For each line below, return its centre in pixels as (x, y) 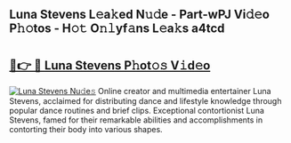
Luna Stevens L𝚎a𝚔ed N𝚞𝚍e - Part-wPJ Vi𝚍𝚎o (139, 15)
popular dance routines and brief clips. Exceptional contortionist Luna (137, 111)
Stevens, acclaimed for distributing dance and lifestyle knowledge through (145, 101)
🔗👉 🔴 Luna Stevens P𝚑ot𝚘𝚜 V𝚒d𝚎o (110, 65)
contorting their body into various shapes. (86, 129)
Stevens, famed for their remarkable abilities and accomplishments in (136, 120)
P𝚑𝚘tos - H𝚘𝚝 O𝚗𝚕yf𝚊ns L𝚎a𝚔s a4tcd (117, 29)
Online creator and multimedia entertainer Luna (184, 91)
